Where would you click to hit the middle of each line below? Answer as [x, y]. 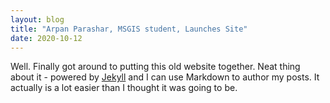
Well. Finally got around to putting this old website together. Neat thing [155, 67]
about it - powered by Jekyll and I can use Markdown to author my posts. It [165, 77]
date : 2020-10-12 [46, 38]
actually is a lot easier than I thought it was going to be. [124, 88]
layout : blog [37, 19]
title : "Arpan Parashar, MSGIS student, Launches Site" [129, 29]
